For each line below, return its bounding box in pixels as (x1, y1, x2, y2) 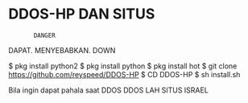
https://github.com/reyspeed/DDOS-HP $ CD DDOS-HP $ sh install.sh (8, 69, 241, 79)
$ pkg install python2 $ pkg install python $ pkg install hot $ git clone (8, 61, 238, 71)
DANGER (33, 31, 56, 39)
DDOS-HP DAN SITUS (8, 5, 155, 23)
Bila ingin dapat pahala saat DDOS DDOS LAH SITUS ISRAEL (8, 85, 209, 95)
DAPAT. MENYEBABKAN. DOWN (8, 45, 116, 55)
